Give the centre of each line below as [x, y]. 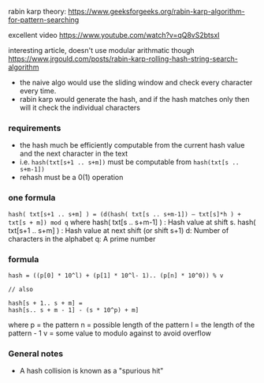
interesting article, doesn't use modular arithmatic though [101, 50]
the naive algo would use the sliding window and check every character [136, 83]
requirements [35, 128]
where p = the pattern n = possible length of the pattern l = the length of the [132, 325]
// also [21, 289]
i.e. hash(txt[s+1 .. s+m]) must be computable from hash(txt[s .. [129, 162]
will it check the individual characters [80, 107]
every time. [38, 91]
